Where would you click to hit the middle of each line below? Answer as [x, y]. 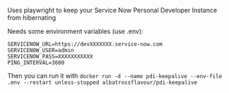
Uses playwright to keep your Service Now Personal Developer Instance [112, 10]
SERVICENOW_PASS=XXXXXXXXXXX [50, 56]
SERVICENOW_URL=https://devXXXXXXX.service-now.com [85, 44]
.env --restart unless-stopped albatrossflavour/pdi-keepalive [102, 82]
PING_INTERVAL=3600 [36, 63]
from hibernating [32, 18]
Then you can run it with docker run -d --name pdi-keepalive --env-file [115, 76]
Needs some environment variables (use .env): [75, 31]
